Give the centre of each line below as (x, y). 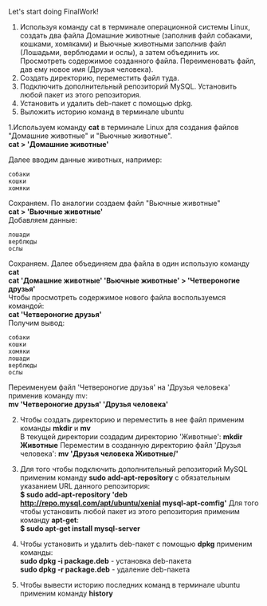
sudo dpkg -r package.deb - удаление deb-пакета (105, 569)
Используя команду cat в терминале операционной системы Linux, (135, 27)
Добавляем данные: (43, 220)
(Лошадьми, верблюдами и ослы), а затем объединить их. (120, 52)
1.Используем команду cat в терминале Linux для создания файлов (124, 127)
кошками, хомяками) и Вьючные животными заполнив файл (123, 44)
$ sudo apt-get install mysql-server (80, 529)
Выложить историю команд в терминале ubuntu (102, 112)
